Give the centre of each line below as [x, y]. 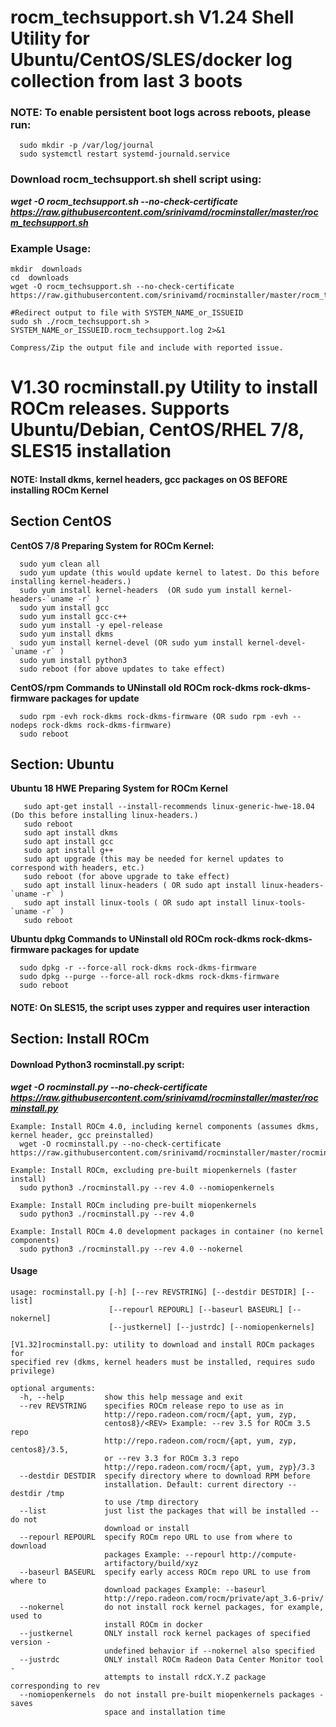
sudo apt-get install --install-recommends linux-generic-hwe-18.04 [169, 807]
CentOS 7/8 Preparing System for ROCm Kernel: [112, 545]
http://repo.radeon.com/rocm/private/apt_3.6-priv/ [214, 1598]
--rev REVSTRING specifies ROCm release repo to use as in [151, 1406]
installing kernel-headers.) [71, 581]
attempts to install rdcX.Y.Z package [185, 1677]
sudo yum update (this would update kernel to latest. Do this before [169, 572]
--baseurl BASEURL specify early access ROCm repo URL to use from [165, 1572]
